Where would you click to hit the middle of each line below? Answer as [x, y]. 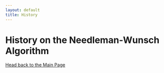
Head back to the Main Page [35, 65]
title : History [22, 15]
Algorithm [27, 51]
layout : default [23, 10]
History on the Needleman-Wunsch [83, 40]
